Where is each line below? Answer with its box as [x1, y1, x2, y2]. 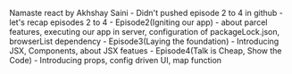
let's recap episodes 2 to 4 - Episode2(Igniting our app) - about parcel [9, 17, 268, 28]
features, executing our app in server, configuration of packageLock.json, [9, 27, 280, 37]
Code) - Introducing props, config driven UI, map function [9, 55, 221, 65]
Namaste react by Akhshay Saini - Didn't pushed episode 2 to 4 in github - [9, 8, 283, 18]
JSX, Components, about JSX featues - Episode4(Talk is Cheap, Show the [9, 45, 282, 56]
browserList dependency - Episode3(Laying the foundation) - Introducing [9, 36, 279, 46]
